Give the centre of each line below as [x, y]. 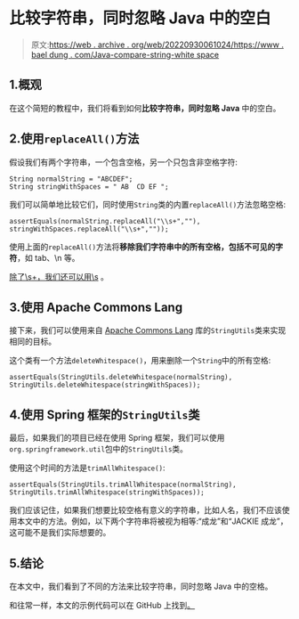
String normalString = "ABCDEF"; [71, 179]
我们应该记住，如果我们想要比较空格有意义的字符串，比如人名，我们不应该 [145, 510]
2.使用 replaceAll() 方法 [74, 139]
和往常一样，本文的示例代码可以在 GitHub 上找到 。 [102, 605]
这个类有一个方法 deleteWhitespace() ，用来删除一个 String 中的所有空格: [140, 361]
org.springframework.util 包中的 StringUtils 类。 [99, 449]
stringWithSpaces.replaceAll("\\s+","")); [89, 229]
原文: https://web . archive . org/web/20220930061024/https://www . [158, 45]
